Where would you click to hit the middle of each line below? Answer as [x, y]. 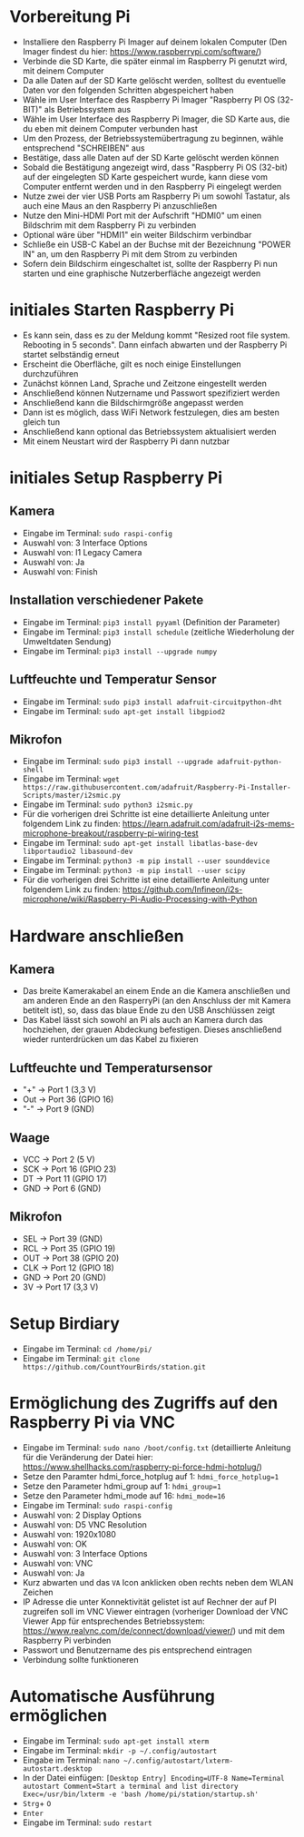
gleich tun [41, 422]
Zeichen [38, 1592]
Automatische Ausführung [113, 1696]
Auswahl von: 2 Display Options [82, 1515]
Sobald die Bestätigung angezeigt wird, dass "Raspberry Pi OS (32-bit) [155, 167]
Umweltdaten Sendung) [67, 641]
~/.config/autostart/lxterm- [179, 1761]
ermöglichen [58, 1715]
